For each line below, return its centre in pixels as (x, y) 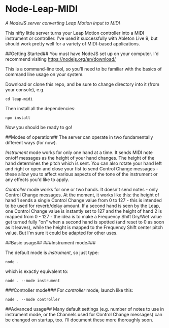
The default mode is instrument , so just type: (52, 253)
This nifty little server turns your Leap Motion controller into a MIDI (75, 33)
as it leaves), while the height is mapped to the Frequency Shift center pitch (84, 227)
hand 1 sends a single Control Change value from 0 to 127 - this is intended (84, 200)
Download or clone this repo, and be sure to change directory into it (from (82, 84)
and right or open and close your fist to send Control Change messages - (82, 168)
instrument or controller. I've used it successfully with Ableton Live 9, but (81, 38)
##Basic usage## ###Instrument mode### (50, 242)
